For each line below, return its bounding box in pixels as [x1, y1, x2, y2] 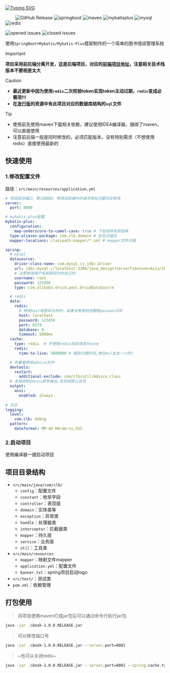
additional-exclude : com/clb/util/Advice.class [18, 374, 121, 379]
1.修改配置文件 [5, 173, 40, 180]
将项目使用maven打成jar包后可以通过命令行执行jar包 [17, 613, 126, 619]
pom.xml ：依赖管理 [12, 582, 51, 588]
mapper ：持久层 [20, 532, 52, 538]
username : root [14, 275, 47, 280]
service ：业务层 [20, 538, 54, 544]
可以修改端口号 [17, 632, 49, 638]
